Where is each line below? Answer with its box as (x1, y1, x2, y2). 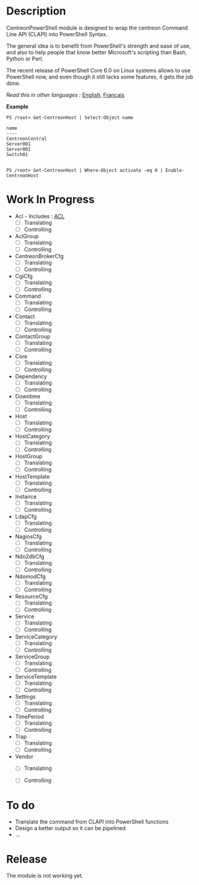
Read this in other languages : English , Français (6, 91, 125, 98)
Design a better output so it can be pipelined (14, 825, 126, 832)
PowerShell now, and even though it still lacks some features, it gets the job (6, 73, 194, 80)
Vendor (14, 753, 34, 760)
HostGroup (14, 453, 43, 460)
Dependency (14, 373, 47, 380)
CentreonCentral (6, 136, 47, 142)
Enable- (165, 167, 185, 173)
